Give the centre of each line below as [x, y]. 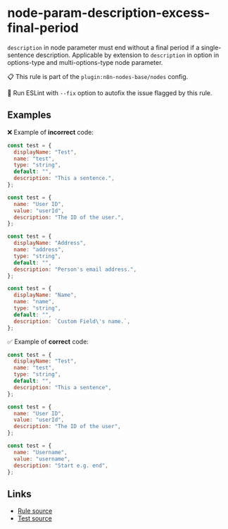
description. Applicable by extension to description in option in [127, 55]
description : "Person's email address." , [75, 269]
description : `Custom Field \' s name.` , [72, 321]
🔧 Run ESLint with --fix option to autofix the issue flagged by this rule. [110, 92]
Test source [35, 518]
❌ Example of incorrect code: [50, 132]
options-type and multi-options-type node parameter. [85, 62]
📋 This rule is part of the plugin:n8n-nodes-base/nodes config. [98, 76]
